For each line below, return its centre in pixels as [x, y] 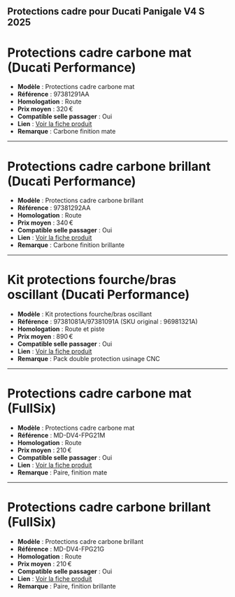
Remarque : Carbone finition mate [66, 132]
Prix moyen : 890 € [45, 337]
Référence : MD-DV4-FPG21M [61, 435]
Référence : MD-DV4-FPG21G [61, 549]
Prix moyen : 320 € [45, 109]
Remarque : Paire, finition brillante [67, 587]
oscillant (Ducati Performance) [99, 295]
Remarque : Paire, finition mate [62, 472]
